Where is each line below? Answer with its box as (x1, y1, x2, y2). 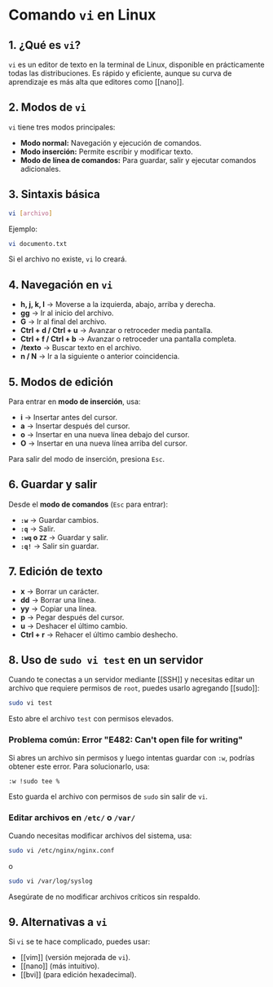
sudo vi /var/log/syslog (8, 877, 93, 885)
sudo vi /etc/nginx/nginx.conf (8, 846, 115, 854)
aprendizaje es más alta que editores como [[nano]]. (8, 77, 185, 86)
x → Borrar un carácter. (20, 586, 99, 596)
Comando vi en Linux (8, 6, 156, 24)
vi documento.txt (8, 239, 68, 248)
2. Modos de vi (8, 100, 87, 115)
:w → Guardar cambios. (20, 515, 99, 524)
